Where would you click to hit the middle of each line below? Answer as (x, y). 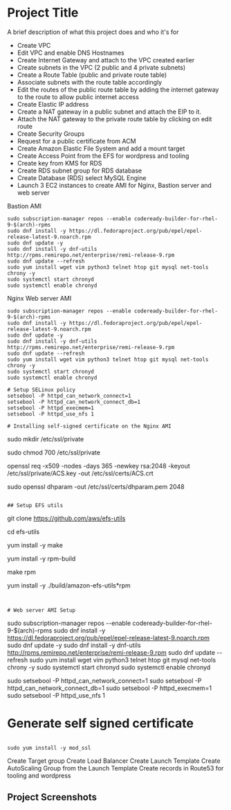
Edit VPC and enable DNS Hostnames (71, 53)
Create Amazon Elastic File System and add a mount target (101, 148)
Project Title (43, 13)
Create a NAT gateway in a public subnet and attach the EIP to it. (109, 112)
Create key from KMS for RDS (59, 163)
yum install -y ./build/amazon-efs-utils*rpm (69, 585)
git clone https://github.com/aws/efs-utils (66, 518)
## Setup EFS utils (35, 505)
